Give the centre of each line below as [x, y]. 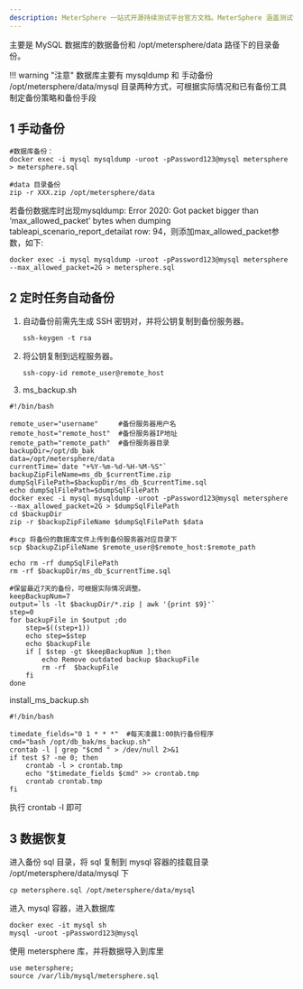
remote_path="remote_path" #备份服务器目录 [89, 443]
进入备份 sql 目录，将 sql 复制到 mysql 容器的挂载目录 [109, 862]
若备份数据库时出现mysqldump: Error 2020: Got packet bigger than [134, 211]
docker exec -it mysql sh [58, 926]
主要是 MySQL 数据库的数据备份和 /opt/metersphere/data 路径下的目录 [141, 44]
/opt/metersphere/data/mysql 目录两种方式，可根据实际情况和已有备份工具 [148, 86]
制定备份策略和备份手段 [53, 97]
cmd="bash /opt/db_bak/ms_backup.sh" [80, 742]
